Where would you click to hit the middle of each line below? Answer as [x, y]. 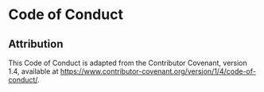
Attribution [36, 44]
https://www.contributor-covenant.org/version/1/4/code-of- [158, 71]
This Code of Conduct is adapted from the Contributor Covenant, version [128, 63]
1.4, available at [33, 71]
